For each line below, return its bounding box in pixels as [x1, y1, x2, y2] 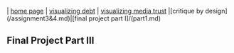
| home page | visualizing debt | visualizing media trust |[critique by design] [6, 7, 228, 15]
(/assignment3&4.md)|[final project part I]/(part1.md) [6, 14, 161, 23]
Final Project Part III [6, 35, 95, 47]
